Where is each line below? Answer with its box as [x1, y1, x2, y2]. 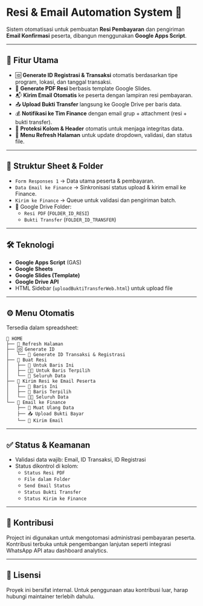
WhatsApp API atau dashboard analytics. [6, 547, 108, 554]
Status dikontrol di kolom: [14, 462, 79, 470]
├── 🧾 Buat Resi [6, 357, 47, 363]
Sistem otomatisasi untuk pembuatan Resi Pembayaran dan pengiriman [6, 25, 185, 33]
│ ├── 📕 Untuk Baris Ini [6, 362, 74, 369]
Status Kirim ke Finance [24, 496, 87, 502]
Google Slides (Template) [14, 272, 80, 279]
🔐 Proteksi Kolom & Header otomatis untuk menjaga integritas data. [14, 124, 184, 132]
